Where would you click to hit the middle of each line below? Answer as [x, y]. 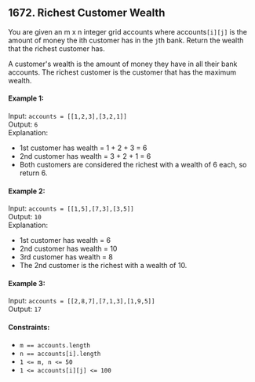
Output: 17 [25, 309]
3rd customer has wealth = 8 [66, 257]
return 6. [33, 173]
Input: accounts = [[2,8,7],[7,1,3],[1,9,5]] [82, 301]
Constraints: [29, 327]
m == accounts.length [55, 345]
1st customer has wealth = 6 [65, 241]
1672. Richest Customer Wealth [87, 13]
